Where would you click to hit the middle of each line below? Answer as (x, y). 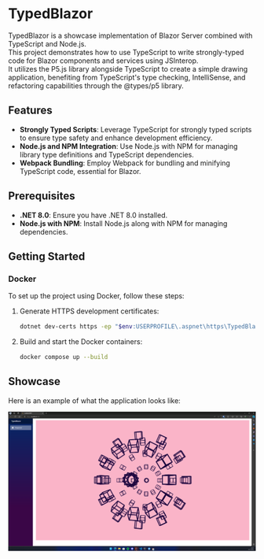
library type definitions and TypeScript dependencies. (106, 154)
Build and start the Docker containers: (81, 342)
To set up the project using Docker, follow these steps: (96, 296)
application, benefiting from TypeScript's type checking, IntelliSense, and (127, 77)
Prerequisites (42, 196)
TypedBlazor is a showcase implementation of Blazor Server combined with (130, 35)
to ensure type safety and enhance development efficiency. (116, 138)
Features (30, 111)
